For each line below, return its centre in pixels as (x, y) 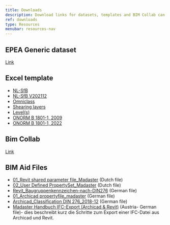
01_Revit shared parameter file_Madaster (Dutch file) (68, 180)
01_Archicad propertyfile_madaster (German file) (64, 196)
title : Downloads (24, 10)
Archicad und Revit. (33, 218)
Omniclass (24, 101)
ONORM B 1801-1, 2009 (37, 118)
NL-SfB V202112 (30, 96)
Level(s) (21, 112)
